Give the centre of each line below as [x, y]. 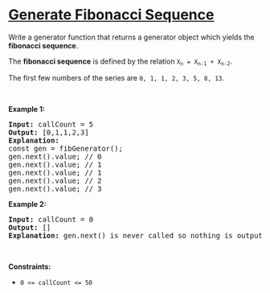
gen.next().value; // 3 [55, 189]
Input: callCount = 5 [51, 125]
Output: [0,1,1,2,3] [49, 133]
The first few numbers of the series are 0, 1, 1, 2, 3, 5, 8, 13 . [117, 78]
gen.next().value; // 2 [55, 181]
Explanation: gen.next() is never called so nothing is [121, 236]
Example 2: [27, 204]
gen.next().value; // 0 [55, 157]
